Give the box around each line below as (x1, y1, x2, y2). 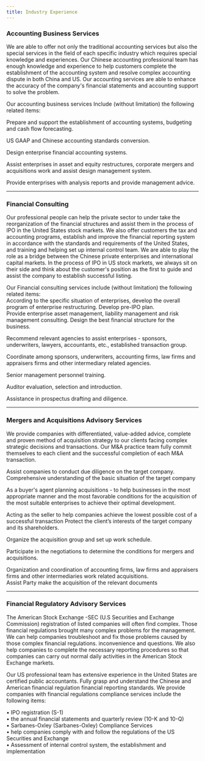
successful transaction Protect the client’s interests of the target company (6, 517, 192, 525)
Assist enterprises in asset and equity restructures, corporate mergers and (6, 160, 194, 168)
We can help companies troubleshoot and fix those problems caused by (6, 633, 187, 640)
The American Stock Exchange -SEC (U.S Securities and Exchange (6, 613, 175, 621)
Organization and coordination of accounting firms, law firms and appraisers (6, 566, 198, 573)
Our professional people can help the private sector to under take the (6, 214, 181, 221)
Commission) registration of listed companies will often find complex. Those (6, 620, 198, 627)
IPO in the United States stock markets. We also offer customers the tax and (6, 227, 197, 234)
